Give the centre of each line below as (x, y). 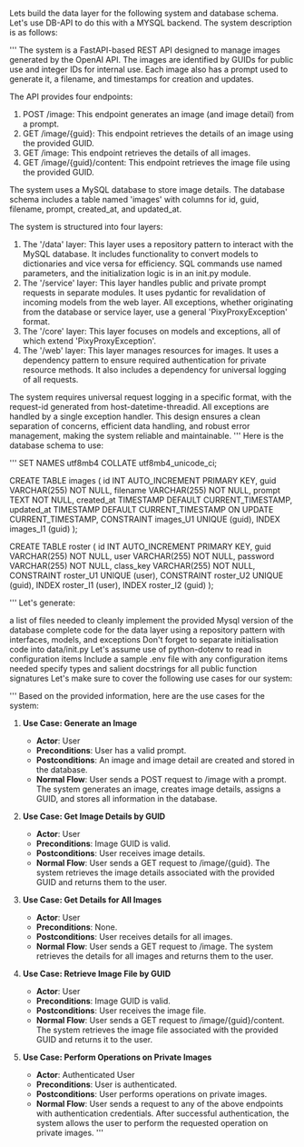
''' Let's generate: (42, 603)
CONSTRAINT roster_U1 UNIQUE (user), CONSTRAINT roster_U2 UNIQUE (147, 575)
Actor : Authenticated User (85, 1075)
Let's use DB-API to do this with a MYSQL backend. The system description (151, 23)
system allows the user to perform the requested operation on (152, 1123)
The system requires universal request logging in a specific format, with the (151, 397)
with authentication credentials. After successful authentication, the (162, 1113)
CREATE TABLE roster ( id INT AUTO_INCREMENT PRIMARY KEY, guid (141, 546)
